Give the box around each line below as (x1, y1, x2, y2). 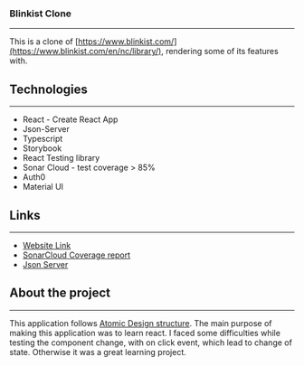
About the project (9, 286, 111, 301)
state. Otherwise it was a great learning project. (9, 346, 187, 357)
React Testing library (22, 153, 100, 164)
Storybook (22, 143, 62, 154)
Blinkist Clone (9, 7, 72, 20)
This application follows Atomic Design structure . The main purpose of (9, 317, 272, 328)
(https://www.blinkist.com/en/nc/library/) (9, 46, 162, 57)
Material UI (22, 182, 64, 192)
